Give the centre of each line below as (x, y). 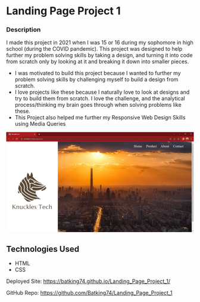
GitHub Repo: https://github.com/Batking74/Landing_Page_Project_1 (89, 293)
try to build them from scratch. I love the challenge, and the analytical (100, 98)
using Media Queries (40, 124)
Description (24, 30)
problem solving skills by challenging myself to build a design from (96, 79)
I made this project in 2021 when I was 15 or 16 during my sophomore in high (100, 42)
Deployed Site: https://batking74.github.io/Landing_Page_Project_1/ (88, 281)
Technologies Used (43, 249)
